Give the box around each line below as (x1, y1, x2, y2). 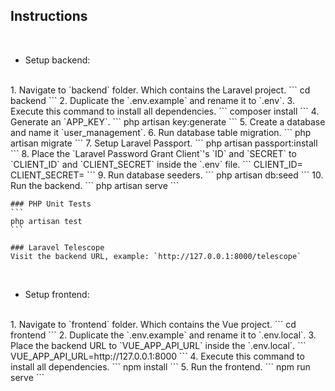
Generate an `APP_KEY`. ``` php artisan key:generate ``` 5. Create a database (10, 115, 326, 128)
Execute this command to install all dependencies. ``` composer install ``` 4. (10, 105, 320, 117)
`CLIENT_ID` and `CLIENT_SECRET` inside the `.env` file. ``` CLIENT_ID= (10, 158, 303, 170)
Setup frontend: (24, 288, 90, 300)
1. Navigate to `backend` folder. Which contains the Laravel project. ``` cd (10, 84, 311, 96)
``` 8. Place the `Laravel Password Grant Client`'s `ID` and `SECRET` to (10, 147, 297, 159)
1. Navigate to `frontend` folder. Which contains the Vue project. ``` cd (10, 318, 297, 330)
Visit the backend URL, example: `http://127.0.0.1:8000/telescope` (10, 251, 302, 261)
